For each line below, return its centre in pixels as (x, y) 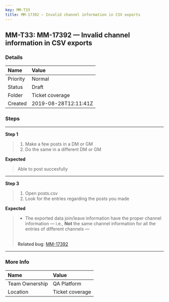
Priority (16, 79)
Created (17, 104)
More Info (17, 262)
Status (15, 87)
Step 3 (12, 184)
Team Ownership (28, 283)
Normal (40, 79)
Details (14, 57)
